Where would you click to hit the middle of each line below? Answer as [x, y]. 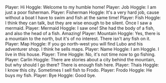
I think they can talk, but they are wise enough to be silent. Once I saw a [79, 23]
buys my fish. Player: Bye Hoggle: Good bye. [51, 75]
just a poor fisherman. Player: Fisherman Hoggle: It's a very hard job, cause [82, 12]
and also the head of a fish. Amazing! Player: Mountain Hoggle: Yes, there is [83, 33]
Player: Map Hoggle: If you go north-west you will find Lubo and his [74, 44]
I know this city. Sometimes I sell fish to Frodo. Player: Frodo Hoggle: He [79, 70]
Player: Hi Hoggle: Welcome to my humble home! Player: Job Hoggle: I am [81, 7]
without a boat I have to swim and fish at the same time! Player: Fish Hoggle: [83, 18]
